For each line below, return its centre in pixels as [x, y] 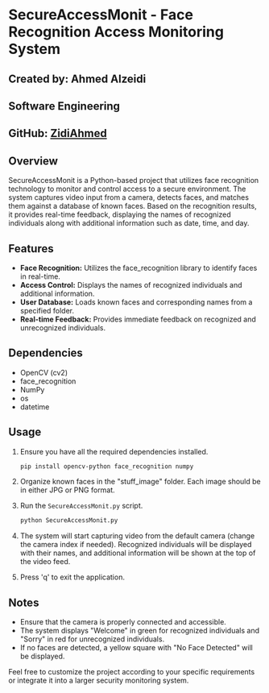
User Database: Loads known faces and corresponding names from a [136, 302]
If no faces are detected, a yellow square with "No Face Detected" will [137, 648]
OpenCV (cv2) [44, 372]
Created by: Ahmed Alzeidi [77, 79]
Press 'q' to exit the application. [72, 577]
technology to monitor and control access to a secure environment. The [127, 189]
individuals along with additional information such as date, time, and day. [129, 223]
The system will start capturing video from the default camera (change [137, 536]
